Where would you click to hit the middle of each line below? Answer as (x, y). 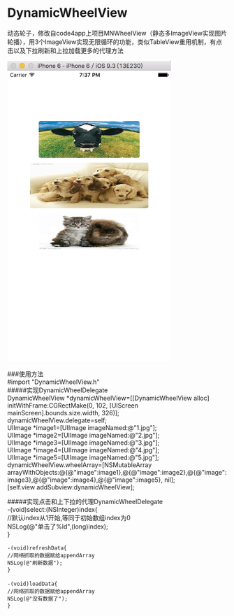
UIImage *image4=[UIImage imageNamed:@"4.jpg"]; (83, 450)
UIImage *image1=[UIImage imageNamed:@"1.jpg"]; (82, 427)
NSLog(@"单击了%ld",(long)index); (58, 527)
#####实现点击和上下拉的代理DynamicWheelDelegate (85, 501)
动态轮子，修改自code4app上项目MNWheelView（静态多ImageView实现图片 (117, 33)
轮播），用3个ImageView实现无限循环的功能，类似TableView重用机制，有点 (115, 42)
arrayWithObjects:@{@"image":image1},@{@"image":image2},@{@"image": (117, 472)
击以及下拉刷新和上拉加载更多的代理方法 (65, 50)
